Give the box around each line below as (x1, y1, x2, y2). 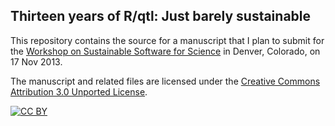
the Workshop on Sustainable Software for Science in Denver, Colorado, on (10, 45, 321, 57)
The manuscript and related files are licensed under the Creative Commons (10, 75, 321, 87)
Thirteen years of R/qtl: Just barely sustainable (10, 8, 312, 25)
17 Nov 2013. (10, 55, 63, 68)
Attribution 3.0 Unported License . (10, 85, 148, 98)
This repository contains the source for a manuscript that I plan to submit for (10, 34, 325, 46)
